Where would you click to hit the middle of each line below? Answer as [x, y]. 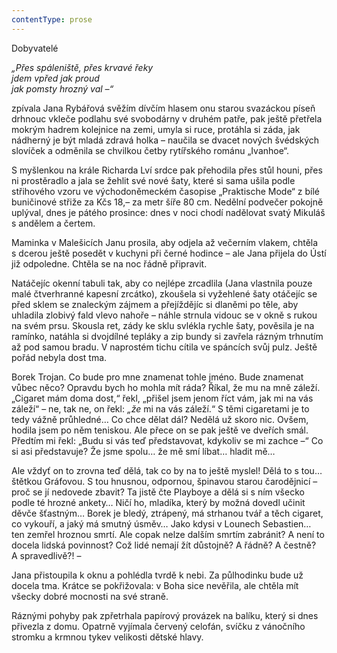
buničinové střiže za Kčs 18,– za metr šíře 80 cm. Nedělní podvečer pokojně [167, 202]
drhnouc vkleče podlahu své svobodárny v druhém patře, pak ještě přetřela [167, 118]
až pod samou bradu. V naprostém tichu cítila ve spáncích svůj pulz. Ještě [164, 347]
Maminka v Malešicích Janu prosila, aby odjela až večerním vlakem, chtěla [165, 242]
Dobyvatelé [35, 48]
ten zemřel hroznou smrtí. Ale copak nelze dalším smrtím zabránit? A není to [168, 534]
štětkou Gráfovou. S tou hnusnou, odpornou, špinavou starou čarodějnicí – [164, 481]
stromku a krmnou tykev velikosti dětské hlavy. [107, 637]
